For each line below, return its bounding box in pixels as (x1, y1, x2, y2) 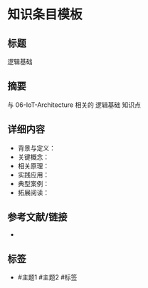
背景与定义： (17, 143, 55, 152)
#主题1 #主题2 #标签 (17, 273, 78, 282)
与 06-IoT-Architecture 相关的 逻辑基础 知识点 (7, 101, 141, 109)
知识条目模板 (7, 6, 83, 23)
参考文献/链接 (7, 211, 68, 223)
